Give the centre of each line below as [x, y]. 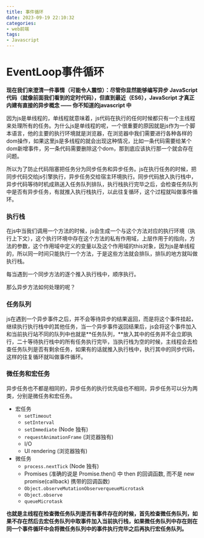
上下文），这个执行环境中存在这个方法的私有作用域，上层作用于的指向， [100, 239]
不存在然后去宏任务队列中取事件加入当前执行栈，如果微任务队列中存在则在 [104, 521]
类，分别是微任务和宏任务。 [41, 396]
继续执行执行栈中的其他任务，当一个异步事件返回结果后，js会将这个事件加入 [101, 326]
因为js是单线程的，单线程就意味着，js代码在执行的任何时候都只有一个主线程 [101, 118]
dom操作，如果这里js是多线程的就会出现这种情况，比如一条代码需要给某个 [99, 141]
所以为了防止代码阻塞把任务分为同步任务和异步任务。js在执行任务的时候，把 [101, 169]
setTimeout [38, 416]
